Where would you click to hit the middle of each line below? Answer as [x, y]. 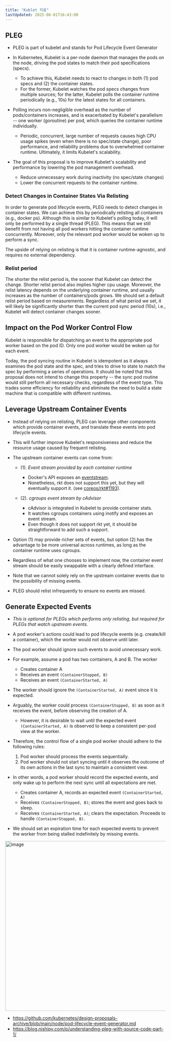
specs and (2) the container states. [57, 84]
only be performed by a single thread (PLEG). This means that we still [78, 223]
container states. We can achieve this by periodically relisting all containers [84, 213]
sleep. [27, 808]
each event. [18, 351]
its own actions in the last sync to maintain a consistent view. [84, 767]
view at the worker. [40, 732]
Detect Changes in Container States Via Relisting [67, 196]
